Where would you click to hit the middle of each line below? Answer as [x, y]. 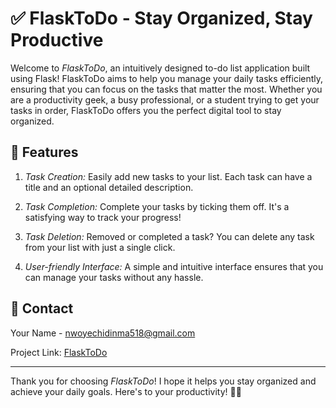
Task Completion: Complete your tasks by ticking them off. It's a [157, 206]
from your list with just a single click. [100, 247]
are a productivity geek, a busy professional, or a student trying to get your [165, 99]
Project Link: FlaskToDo [59, 352]
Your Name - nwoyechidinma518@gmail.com [103, 333]
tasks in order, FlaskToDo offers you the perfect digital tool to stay [146, 110]
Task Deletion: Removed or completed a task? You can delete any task [169, 236]
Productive [57, 40]
